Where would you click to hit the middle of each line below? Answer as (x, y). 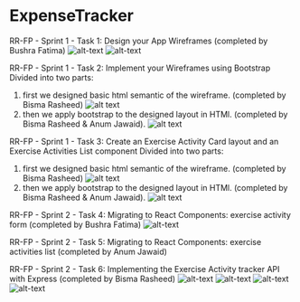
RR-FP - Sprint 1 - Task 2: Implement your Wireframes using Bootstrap (140, 68)
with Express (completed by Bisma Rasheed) (93, 278)
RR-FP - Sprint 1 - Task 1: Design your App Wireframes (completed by (139, 41)
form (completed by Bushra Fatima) (75, 224)
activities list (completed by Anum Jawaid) (88, 251)
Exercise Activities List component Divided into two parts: (117, 151)
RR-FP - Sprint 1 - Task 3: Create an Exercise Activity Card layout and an (144, 141)
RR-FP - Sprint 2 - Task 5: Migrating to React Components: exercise (136, 241)
